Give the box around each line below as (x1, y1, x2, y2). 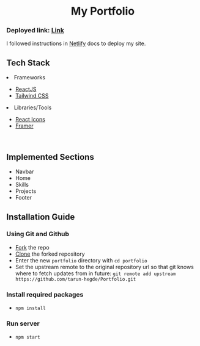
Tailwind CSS (15, 92, 49, 99)
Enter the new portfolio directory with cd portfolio (15, 256, 148, 264)
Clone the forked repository (15, 250, 85, 258)
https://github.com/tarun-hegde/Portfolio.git (15, 276, 136, 282)
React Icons (15, 116, 46, 123)
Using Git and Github (6, 230, 69, 239)
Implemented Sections (6, 151, 95, 162)
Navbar (15, 168, 34, 175)
